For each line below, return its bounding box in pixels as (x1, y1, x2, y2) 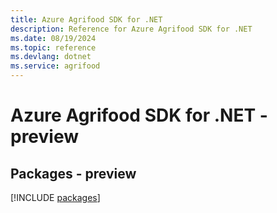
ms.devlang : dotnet (10, 52, 92, 62)
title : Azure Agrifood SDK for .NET (10, 14, 163, 25)
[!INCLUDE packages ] (10, 192, 101, 203)
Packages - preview (10, 165, 137, 182)
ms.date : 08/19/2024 (10, 33, 97, 43)
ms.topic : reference (10, 42, 97, 53)
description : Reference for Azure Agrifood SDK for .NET (10, 24, 253, 34)
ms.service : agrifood (10, 61, 101, 71)
